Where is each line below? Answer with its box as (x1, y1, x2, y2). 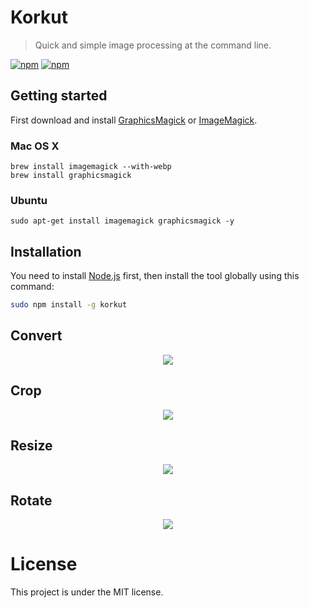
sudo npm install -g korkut (10, 300, 128, 310)
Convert (10, 327, 63, 345)
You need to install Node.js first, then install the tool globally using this (10, 270, 300, 282)
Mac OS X (10, 139, 60, 153)
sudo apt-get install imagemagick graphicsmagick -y (10, 216, 235, 226)
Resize (10, 437, 53, 455)
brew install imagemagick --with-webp (10, 162, 172, 172)
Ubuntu (10, 193, 48, 207)
